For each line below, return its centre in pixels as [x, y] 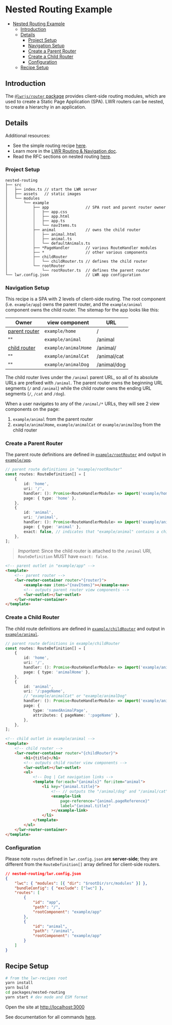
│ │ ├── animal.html [41, 234]
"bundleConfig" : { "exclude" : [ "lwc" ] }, [59, 888]
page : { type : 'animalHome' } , [57, 672]
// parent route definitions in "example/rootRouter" [64, 470]
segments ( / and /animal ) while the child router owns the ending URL [79, 388]
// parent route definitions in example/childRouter [63, 643]
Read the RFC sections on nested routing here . [62, 156]
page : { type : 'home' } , [50, 498]
